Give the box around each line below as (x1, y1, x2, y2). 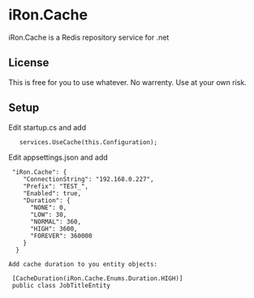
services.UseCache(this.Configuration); (19, 138, 158, 147)
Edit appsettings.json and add (8, 152, 108, 162)
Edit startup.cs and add (8, 122, 87, 132)
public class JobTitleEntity (11, 281, 111, 289)
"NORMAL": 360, (29, 217, 82, 226)
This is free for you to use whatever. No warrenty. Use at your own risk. (8, 77, 248, 87)
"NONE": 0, (29, 203, 67, 211)
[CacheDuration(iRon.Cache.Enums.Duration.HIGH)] (11, 274, 183, 283)
